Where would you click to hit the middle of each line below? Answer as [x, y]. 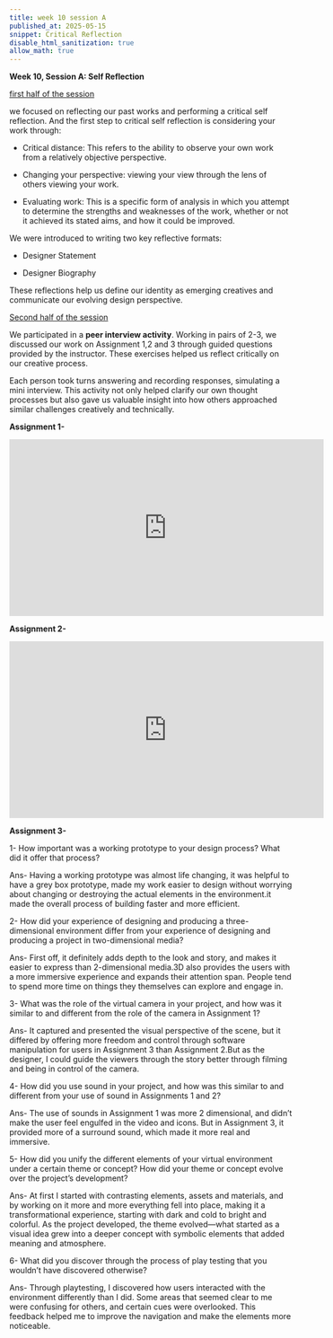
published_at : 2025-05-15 [57, 26]
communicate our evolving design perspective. [96, 300]
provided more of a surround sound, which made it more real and [130, 1132]
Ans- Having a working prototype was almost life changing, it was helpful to [149, 876]
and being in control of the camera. [74, 1069]
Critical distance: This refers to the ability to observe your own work [148, 148]
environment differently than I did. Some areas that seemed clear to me [141, 1298]
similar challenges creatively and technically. [92, 409]
